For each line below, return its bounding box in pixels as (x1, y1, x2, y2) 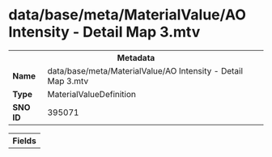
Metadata (117, 52, 155, 63)
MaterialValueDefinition (47, 88, 136, 100)
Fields (12, 135, 36, 146)
